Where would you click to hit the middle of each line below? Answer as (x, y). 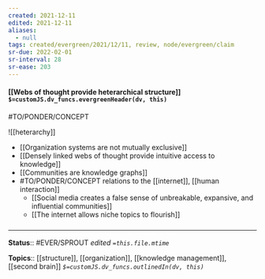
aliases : (22, 30)
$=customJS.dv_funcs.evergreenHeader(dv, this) (88, 100)
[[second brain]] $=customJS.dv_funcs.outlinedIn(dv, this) (106, 266)
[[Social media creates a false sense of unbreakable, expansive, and (142, 198)
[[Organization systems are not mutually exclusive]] (103, 147)
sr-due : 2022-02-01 (40, 52)
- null (26, 38)
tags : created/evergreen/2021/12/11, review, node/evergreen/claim (121, 45)
